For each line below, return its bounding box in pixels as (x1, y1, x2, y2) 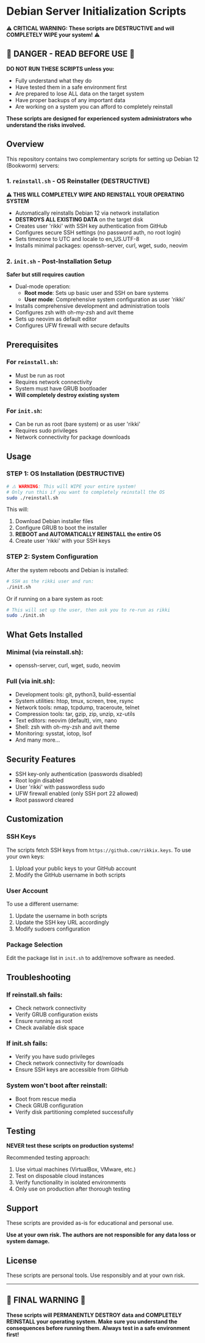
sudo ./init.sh (6, 612, 45, 619)
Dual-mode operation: (15, 283, 71, 290)
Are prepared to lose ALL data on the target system (15, 90, 145, 97)
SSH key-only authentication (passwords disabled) (15, 770, 143, 778)
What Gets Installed (6, 629, 84, 640)
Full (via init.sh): (6, 677, 56, 685)
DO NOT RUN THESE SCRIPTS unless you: (6, 65, 115, 72)
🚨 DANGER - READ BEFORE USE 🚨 (6, 49, 135, 59)
